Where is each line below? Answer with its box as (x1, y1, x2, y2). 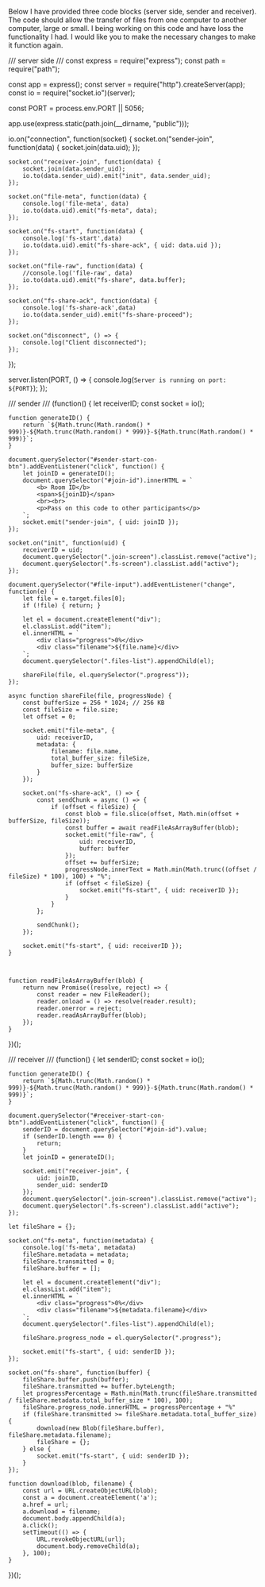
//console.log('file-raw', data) (22, 269, 133, 277)
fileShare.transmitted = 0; (22, 1258, 115, 1265)
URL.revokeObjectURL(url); (36, 1535, 126, 1543)
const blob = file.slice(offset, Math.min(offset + (64, 810, 240, 818)
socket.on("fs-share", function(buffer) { (8, 1369, 151, 1377)
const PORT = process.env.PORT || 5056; (8, 103, 144, 113)
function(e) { (8, 587, 56, 595)
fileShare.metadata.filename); (8, 1431, 112, 1439)
